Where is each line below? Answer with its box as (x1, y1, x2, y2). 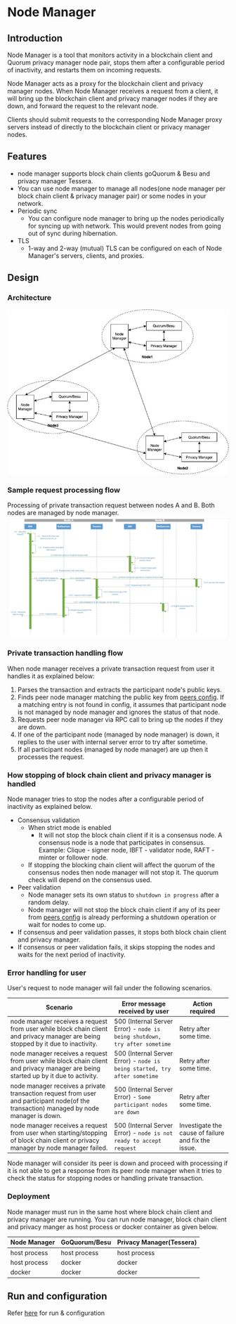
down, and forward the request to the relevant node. (7, 102, 159, 110)
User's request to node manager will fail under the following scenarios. (7, 984, 212, 992)
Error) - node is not (114, 1129, 173, 1137)
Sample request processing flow (7, 485, 121, 495)
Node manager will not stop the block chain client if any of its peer (27, 906, 221, 914)
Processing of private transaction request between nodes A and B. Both (7, 500, 216, 510)
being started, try (114, 1065, 171, 1072)
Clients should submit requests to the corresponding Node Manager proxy (7, 115, 223, 124)
